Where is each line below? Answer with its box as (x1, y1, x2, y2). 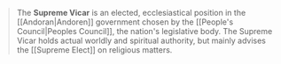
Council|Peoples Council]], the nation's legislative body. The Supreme (16, 26, 273, 36)
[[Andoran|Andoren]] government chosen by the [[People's (16, 17, 234, 27)
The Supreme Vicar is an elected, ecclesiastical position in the (16, 8, 246, 18)
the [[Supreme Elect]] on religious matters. (16, 45, 173, 55)
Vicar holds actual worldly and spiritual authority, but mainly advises (16, 35, 267, 46)
